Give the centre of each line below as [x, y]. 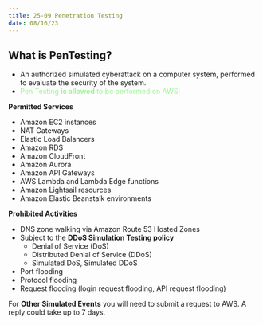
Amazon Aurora [45, 165]
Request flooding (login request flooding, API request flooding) [123, 288]
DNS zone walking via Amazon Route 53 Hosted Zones [110, 229]
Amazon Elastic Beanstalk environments [85, 198]
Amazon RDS [41, 147]
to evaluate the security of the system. [83, 83]
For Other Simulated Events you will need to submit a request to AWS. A [128, 304]
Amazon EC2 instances [58, 122]
